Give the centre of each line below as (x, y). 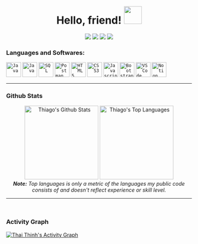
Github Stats (24, 96)
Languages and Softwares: (45, 52)
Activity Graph (27, 222)
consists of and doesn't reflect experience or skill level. (99, 190)
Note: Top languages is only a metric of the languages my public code (99, 183)
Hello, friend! (89, 20)
